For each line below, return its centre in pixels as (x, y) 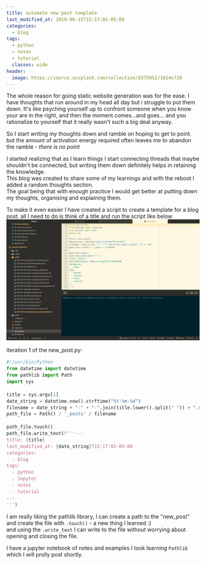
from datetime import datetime (46, 369)
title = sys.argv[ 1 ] (33, 395)
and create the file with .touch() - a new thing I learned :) (79, 523)
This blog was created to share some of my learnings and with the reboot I (100, 179)
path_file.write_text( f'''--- (45, 433)
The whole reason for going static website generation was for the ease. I (98, 96)
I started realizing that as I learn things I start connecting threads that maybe (103, 159)
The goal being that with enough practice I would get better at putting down (102, 191)
